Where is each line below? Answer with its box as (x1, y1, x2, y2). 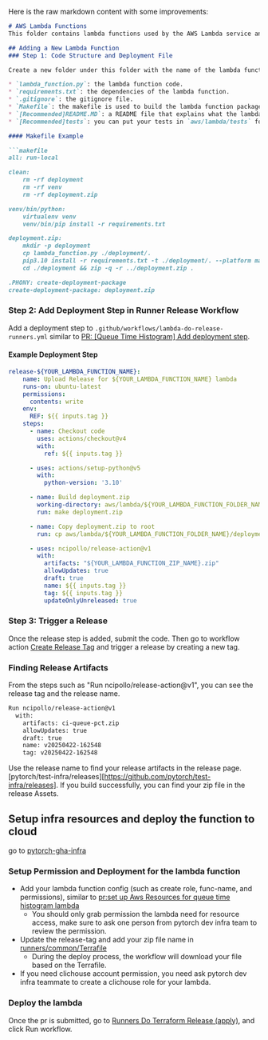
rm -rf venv (22, 183, 62, 191)
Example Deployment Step (8, 350, 98, 359)
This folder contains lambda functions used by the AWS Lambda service (8, 30, 251, 38)
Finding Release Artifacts (8, 662, 109, 673)
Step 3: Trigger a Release (8, 615, 108, 626)
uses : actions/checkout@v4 (37, 434, 127, 442)
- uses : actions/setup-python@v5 (29, 464, 141, 472)
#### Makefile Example (8, 132, 84, 140)
